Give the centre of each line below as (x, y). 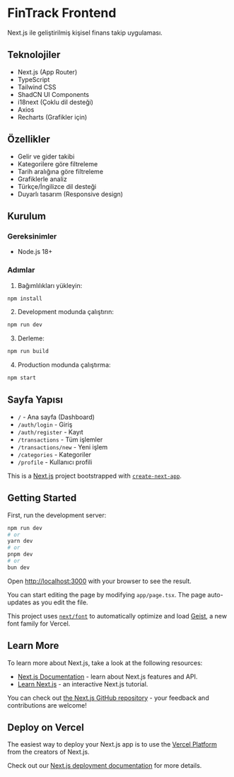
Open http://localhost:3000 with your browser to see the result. (100, 581)
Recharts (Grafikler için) (52, 117)
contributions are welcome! (47, 705)
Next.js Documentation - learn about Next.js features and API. (107, 677)
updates (19, 602)
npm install (25, 299)
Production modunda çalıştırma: (64, 365)
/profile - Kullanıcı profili (55, 462)
